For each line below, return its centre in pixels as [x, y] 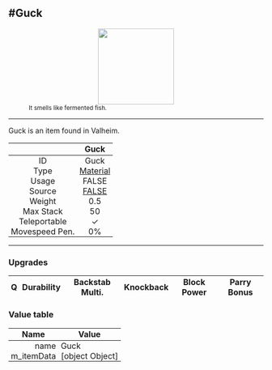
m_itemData [34, 355]
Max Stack [43, 211]
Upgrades [28, 262]
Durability [41, 287]
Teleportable [43, 221]
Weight [43, 201]
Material [95, 171]
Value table [31, 315]
